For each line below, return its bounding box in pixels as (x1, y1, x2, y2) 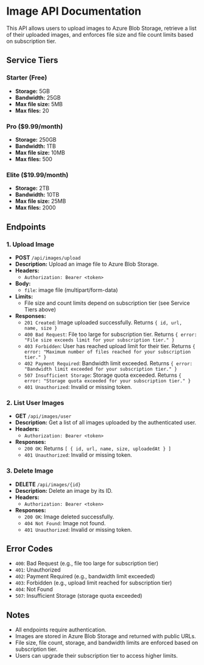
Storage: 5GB (15, 87, 50, 95)
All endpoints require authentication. (15, 626, 107, 633)
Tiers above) (24, 305, 57, 313)
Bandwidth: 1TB (15, 142, 56, 150)
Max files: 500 (15, 155, 53, 162)
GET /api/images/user (15, 412, 72, 420)
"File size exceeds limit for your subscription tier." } (24, 337, 175, 343)
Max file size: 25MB (15, 197, 66, 205)
